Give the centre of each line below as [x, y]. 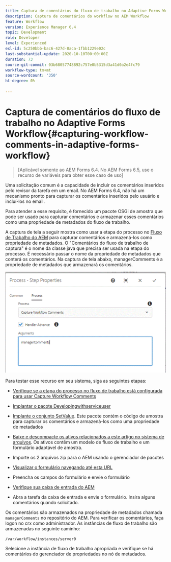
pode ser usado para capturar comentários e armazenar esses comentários [84, 217]
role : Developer [22, 38]
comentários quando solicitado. [46, 502]
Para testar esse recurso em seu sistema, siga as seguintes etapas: [76, 381]
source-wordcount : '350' [32, 76]
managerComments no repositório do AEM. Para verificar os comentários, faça [84, 518]
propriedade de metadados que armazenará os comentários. [69, 264]
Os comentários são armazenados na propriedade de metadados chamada [84, 512]
